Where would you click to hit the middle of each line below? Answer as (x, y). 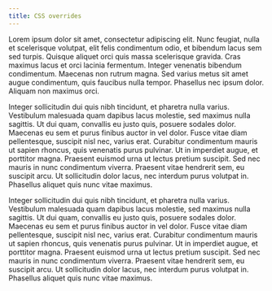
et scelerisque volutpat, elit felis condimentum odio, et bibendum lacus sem (135, 48)
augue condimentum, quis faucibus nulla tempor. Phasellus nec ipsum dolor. (136, 82)
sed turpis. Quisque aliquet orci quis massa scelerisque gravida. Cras (125, 56)
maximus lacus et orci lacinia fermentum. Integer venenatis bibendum (125, 65)
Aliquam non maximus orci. (54, 91)
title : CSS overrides (45, 16)
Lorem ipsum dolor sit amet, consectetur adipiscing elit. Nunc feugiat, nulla (134, 39)
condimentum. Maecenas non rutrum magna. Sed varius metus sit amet (128, 73)
